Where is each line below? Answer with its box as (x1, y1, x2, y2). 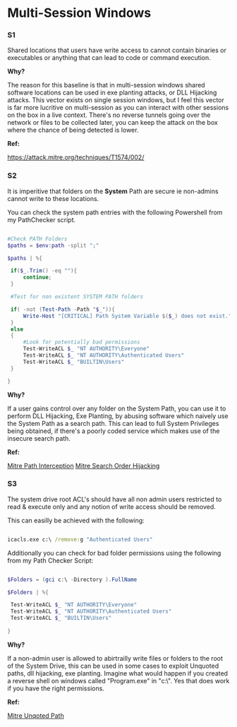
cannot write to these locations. (7, 194, 99, 202)
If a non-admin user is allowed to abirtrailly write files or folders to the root (7, 654, 224, 662)
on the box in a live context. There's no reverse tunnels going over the (7, 111, 211, 119)
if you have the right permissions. (7, 684, 104, 692)
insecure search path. (7, 434, 71, 442)
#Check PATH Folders (7, 235, 68, 243)
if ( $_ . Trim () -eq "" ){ (10, 267, 78, 274)
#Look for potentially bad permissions (23, 338, 140, 346)
